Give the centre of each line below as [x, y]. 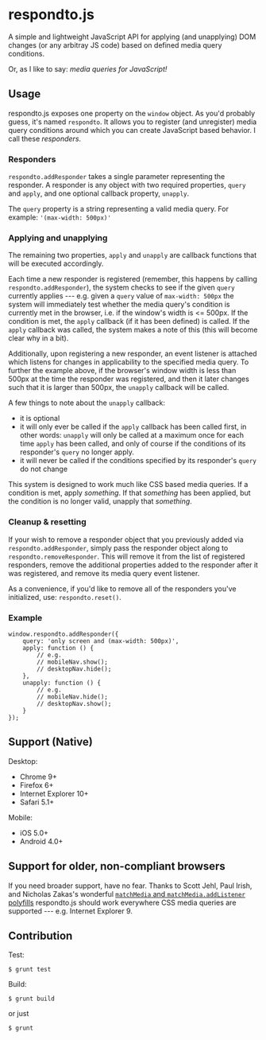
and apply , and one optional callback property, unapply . [99, 193]
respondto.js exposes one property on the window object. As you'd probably [132, 113]
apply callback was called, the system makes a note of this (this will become [133, 330]
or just [19, 1014]
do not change [44, 469]
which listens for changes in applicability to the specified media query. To [129, 362]
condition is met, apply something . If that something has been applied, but [130, 493]
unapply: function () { [62, 683]
